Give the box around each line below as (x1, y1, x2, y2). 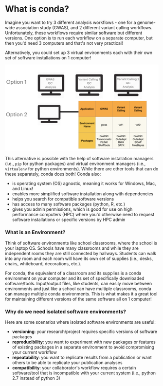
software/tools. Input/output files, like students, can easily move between (5, 280, 152, 286)
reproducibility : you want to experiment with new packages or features (12, 339, 156, 345)
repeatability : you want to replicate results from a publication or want (12, 354, 152, 361)
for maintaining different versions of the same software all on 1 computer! (5, 296, 152, 302)
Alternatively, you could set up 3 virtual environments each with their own (5, 50, 153, 55)
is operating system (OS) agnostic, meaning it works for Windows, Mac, (12, 181, 157, 186)
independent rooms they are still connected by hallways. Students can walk (5, 250, 157, 256)
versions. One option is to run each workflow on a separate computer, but (5, 35, 153, 41)
